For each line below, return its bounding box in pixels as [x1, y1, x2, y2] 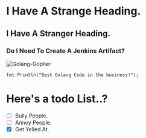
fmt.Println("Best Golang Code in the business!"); [6, 71, 139, 78]
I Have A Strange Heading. [6, 4, 141, 18]
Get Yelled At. [14, 125, 49, 133]
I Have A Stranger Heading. [6, 28, 110, 39]
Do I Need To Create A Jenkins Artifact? [6, 47, 125, 55]
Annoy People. [14, 119, 52, 126]
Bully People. [14, 112, 48, 119]
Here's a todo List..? [6, 92, 108, 106]
